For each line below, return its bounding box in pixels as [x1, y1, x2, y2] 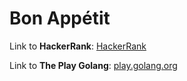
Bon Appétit [9, 7, 111, 30]
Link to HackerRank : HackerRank [9, 40, 147, 52]
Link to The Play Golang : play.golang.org [9, 59, 178, 71]
